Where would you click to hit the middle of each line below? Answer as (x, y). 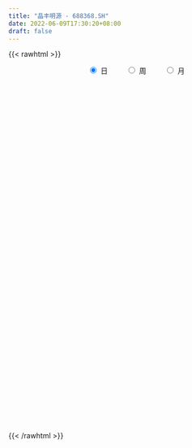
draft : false (30, 31)
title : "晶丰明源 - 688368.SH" (59, 16)
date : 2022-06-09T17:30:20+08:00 (65, 24)
